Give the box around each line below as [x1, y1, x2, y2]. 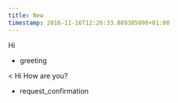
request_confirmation [19, 86, 89, 95]
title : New [8, 11, 44, 20]
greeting [19, 56, 47, 65]
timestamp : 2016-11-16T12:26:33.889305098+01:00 [8, 19, 170, 27]
